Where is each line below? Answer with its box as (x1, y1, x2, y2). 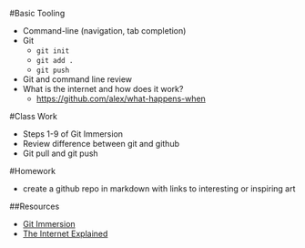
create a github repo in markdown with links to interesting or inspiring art (22, 183, 296, 194)
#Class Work (9, 111, 57, 121)
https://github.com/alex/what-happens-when (36, 93, 207, 104)
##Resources (9, 201, 60, 212)
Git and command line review (22, 74, 133, 85)
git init (36, 46, 70, 56)
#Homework (9, 166, 56, 176)
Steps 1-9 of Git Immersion (22, 129, 124, 139)
